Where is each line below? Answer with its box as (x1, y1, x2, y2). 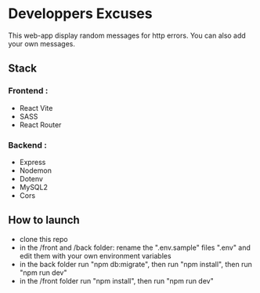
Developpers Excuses (8, 5, 153, 23)
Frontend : (8, 86, 49, 97)
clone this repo (19, 234, 68, 244)
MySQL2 (19, 182, 49, 192)
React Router (19, 119, 62, 130)
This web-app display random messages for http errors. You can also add (8, 31, 247, 40)
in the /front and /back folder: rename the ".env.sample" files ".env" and (19, 243, 251, 252)
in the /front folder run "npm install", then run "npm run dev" (19, 276, 214, 285)
